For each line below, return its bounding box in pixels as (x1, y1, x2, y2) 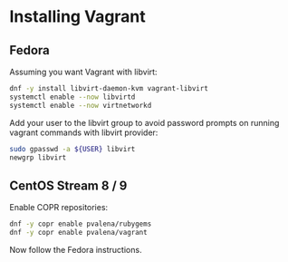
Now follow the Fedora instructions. (9, 244, 142, 255)
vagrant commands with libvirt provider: (9, 127, 158, 138)
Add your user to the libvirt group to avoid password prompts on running (9, 117, 280, 128)
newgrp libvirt (9, 152, 67, 162)
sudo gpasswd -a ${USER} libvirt (9, 144, 136, 153)
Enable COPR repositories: (9, 202, 109, 213)
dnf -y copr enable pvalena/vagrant (9, 228, 148, 238)
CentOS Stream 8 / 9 (9, 178, 128, 193)
